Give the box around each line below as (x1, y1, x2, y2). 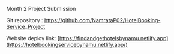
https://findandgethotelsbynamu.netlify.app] (59, 35, 169, 41)
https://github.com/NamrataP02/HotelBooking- (44, 17, 161, 23)
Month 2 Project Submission (6, 5, 76, 12)
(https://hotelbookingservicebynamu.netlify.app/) (6, 41, 128, 48)
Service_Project (6, 23, 46, 30)
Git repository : (6, 17, 43, 23)
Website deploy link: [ (6, 35, 60, 41)
